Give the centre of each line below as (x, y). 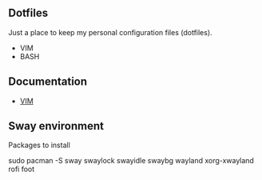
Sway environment (56, 126)
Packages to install (39, 145)
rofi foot (22, 169)
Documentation (48, 82)
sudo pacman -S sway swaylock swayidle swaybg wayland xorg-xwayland (131, 161)
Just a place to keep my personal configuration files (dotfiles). (111, 32)
